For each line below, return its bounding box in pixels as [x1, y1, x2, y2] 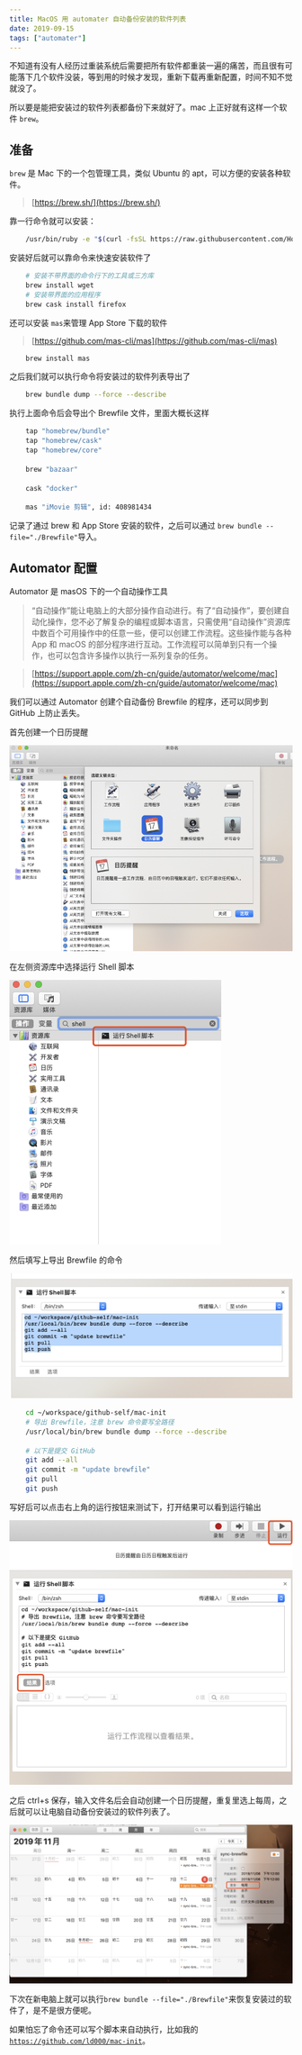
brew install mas [25, 354, 91, 363]
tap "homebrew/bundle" [25, 427, 111, 436]
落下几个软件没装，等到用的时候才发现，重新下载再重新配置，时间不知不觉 [16, 72, 293, 83]
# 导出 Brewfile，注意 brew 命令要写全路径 [25, 1417, 175, 1426]
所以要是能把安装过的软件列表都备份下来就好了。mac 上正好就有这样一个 [9, 102, 280, 113]
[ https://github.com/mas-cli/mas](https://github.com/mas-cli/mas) [31, 335, 278, 346]
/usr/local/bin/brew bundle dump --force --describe [25, 1427, 227, 1436]
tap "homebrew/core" [25, 446, 102, 455]
